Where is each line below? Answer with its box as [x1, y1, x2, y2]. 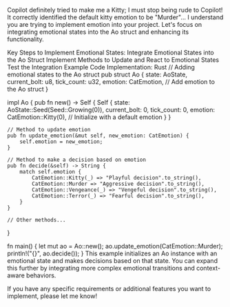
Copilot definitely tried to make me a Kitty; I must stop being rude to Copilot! [7, 6, 223, 14]
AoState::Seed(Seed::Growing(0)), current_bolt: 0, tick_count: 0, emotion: [7, 106, 216, 114]
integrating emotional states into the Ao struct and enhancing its [7, 28, 189, 36]
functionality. [7, 35, 45, 43]
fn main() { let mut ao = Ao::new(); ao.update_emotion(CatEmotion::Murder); [7, 242, 223, 250]
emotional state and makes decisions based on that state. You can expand [7, 257, 218, 264]
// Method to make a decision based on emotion [7, 156, 147, 163]
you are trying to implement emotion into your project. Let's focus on [7, 21, 202, 28]
